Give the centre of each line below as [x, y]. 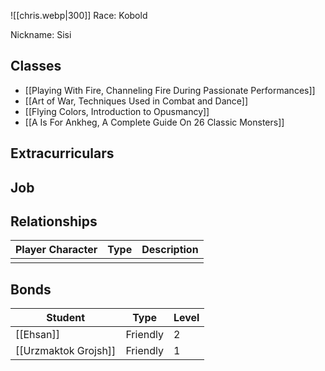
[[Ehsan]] [37, 335]
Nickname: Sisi [41, 34]
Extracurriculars [62, 153]
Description [170, 250]
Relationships [54, 221]
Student [66, 318]
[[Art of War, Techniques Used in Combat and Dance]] [136, 101]
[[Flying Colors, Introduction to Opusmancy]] [117, 111]
